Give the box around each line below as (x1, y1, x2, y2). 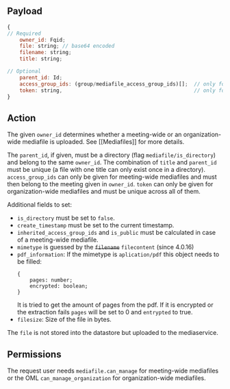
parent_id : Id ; (19, 74, 63, 81)
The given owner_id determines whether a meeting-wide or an (7, 130, 182, 139)
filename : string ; (19, 49, 72, 56)
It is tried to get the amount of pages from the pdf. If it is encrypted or (16, 301, 214, 309)
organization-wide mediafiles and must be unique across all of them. (7, 188, 201, 196)
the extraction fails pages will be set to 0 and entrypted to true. (16, 308, 193, 316)
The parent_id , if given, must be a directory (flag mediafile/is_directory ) (7, 151, 216, 160)
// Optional (7, 68, 41, 75)
